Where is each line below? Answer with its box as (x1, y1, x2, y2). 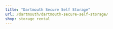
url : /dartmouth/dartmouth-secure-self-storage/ (5, 12, 108, 17)
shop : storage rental (5, 16, 50, 21)
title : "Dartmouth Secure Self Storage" (5, 7, 91, 12)
